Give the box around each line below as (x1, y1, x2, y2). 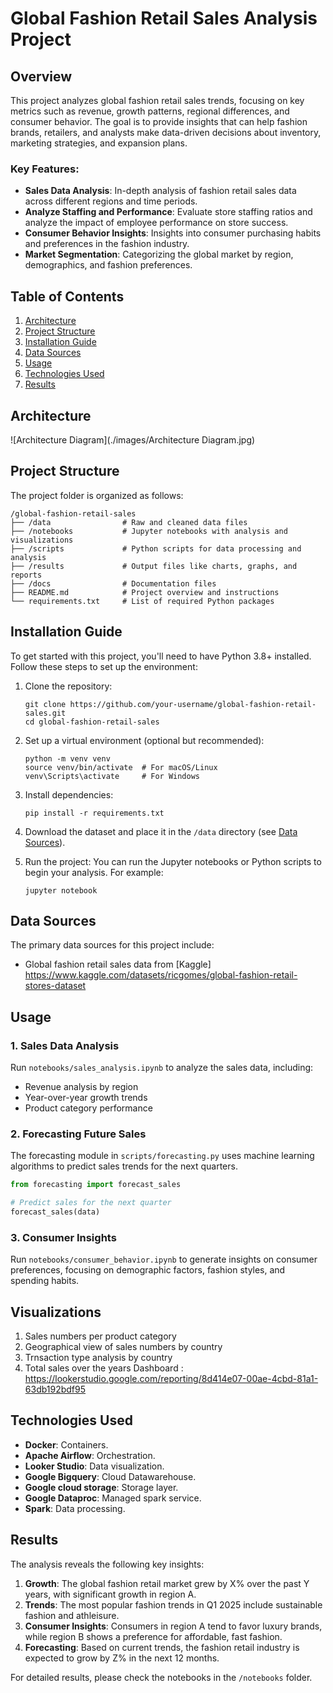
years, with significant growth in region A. (24, 1588, 197, 1600)
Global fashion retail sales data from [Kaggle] (24, 958, 212, 971)
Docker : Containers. (24, 1438, 109, 1451)
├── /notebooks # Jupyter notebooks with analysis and (10, 526, 288, 536)
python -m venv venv (24, 753, 111, 764)
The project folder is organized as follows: (10, 489, 184, 501)
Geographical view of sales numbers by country (24, 1341, 223, 1353)
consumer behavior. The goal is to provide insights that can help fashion (10, 116, 308, 127)
